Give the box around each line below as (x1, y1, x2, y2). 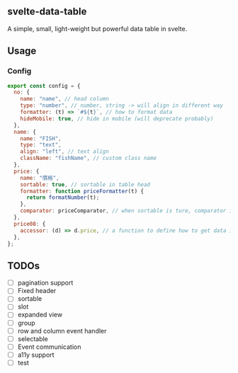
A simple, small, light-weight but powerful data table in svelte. (7, 24, 188, 33)
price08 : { (13, 220, 46, 227)
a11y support (17, 350, 55, 359)
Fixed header (17, 287, 57, 295)
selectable (17, 334, 48, 343)
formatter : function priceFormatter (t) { (20, 188, 144, 195)
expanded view (17, 311, 62, 319)
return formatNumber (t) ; (25, 194, 100, 201)
